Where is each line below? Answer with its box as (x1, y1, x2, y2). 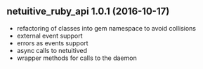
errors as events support (16, 38, 89, 47)
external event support (16, 31, 83, 40)
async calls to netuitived (16, 46, 87, 54)
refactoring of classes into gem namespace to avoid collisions (16, 24, 197, 32)
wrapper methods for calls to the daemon (16, 54, 138, 62)
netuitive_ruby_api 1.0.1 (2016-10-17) (6, 6, 170, 17)
